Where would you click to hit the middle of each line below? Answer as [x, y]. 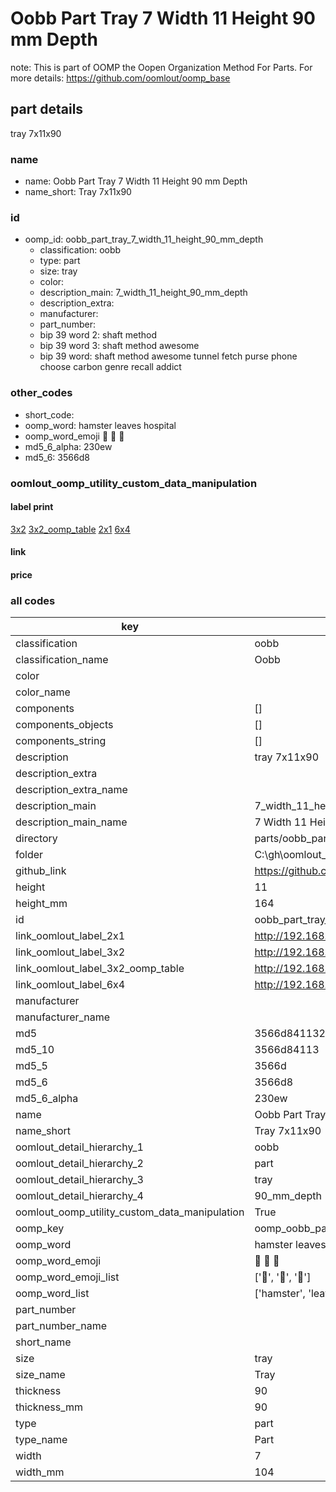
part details [47, 109]
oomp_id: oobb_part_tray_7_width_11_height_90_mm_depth [144, 239]
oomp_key [40, 1229]
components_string [61, 741]
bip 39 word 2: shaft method [98, 335]
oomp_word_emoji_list [67, 1277]
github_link [41, 871]
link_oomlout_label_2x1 [70, 936]
